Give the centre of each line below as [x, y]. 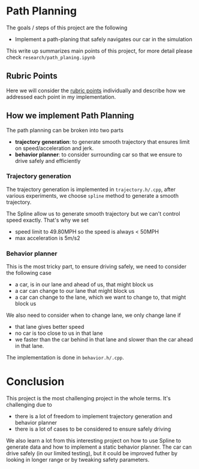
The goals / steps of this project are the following [67, 28]
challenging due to [29, 405]
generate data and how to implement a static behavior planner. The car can [99, 447]
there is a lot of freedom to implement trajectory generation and [94, 416]
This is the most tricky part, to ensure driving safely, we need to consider [97, 267]
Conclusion [35, 382]
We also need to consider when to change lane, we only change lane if [94, 315]
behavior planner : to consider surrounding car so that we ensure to [99, 155]
